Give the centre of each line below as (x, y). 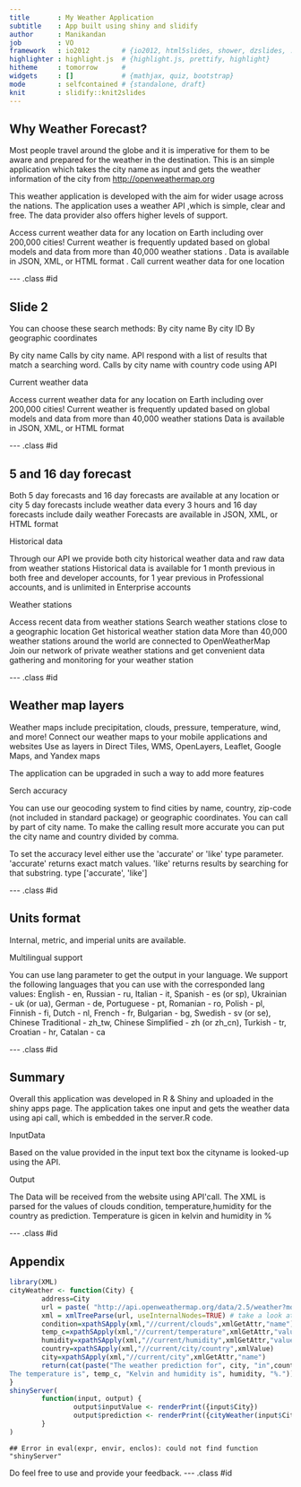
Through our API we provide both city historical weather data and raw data (147, 558)
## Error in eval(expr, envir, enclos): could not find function (133, 1448)
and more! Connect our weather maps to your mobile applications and (138, 737)
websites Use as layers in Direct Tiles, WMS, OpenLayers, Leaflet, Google (146, 746)
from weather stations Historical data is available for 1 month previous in (142, 568)
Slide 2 (29, 307)
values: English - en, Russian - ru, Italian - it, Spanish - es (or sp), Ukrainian (148, 994)
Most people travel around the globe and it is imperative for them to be (140, 151)
